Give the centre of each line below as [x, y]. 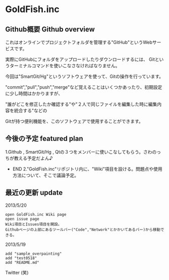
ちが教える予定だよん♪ [29, 158]
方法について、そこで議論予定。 [46, 175]
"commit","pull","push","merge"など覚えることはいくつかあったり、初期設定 [84, 87]
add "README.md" [22, 262]
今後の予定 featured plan [44, 139]
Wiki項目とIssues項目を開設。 [34, 224]
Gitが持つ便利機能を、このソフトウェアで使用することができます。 [74, 121]
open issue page [22, 219]
